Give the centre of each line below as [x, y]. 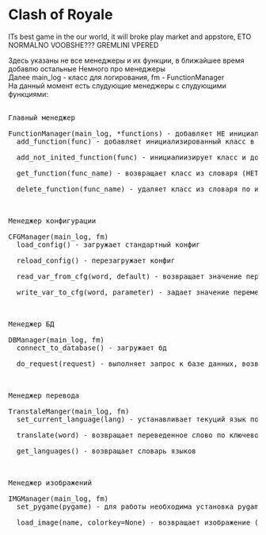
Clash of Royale [61, 15]
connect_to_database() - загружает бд [92, 348]
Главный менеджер [42, 117]
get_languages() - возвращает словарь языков [106, 451]
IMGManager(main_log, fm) [59, 498]
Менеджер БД [31, 324]
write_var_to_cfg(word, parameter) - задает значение [123, 292]
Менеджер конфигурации [52, 221]
